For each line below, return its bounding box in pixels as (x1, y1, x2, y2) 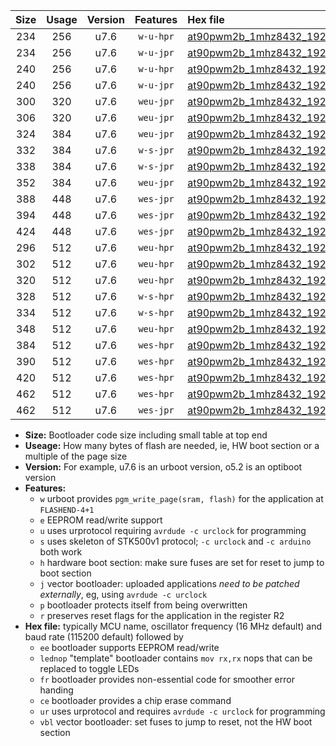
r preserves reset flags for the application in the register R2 (39, 610, 285, 621)
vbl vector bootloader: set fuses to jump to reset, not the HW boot (39, 716, 313, 728)
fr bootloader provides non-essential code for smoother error (39, 674, 295, 685)
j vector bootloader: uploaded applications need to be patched (39, 578, 300, 589)
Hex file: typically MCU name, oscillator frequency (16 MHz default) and (24, 620, 323, 632)
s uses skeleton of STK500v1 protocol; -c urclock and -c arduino (39, 535, 312, 547)
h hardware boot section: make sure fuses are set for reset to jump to (39, 557, 325, 568)
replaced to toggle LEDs (39, 663, 140, 674)
